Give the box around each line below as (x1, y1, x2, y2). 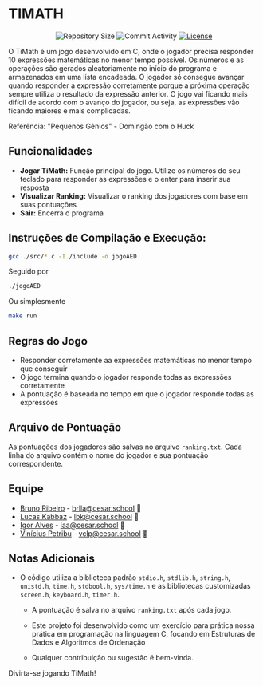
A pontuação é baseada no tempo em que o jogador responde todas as (19, 389, 255, 399)
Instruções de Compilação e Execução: (8, 231, 206, 245)
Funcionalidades (8, 144, 93, 158)
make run (8, 312, 37, 320)
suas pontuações (19, 199, 77, 209)
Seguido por (8, 266, 49, 276)
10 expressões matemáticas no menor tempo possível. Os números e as (8, 55, 245, 65)
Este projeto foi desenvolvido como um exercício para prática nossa (31, 621, 255, 630)
